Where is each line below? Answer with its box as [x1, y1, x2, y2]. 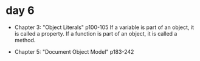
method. [14, 36, 36, 43]
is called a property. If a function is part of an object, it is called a [14, 30, 178, 37]
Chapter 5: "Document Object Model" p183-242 [14, 48, 134, 55]
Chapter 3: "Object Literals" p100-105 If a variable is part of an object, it [14, 24, 194, 31]
